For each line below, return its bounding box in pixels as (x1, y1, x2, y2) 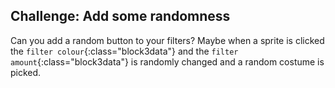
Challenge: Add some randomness (10, 8, 231, 25)
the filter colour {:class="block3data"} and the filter (10, 45, 239, 57)
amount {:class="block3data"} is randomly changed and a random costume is (10, 55, 325, 68)
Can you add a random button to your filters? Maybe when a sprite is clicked (10, 34, 325, 46)
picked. (10, 66, 42, 78)
